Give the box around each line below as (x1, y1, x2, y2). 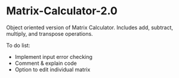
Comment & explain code (14, 60, 77, 67)
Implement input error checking (14, 53, 92, 60)
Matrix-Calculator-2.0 (6, 4, 118, 18)
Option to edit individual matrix (14, 65, 91, 73)
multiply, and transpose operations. (6, 30, 94, 37)
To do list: (6, 42, 30, 49)
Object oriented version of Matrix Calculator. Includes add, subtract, (6, 24, 173, 31)
